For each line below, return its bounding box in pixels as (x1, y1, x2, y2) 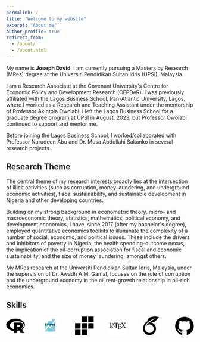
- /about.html (11, 48, 46, 54)
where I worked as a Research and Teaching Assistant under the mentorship (6, 101, 193, 108)
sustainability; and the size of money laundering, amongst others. (6, 252, 167, 259)
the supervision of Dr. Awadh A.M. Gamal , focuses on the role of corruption (6, 270, 191, 277)
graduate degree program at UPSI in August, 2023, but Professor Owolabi (6, 114, 187, 121)
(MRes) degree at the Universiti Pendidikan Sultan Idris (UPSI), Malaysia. (6, 70, 184, 77)
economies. (6, 283, 35, 290)
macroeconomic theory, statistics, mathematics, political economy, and (6, 214, 180, 222)
